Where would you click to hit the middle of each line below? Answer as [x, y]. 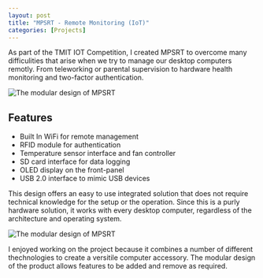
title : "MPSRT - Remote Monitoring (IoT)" [79, 23]
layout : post [30, 15]
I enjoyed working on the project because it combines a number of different [131, 250]
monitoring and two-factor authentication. [76, 78]
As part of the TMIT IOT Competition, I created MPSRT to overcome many [128, 53]
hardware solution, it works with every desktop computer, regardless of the [130, 210]
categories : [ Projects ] [47, 30]
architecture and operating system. [65, 219]
